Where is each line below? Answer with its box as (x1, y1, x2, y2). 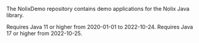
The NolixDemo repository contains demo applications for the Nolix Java (6, 5, 190, 12)
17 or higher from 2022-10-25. (6, 30, 83, 37)
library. (6, 12, 24, 19)
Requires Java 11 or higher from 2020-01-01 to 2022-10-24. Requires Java (6, 24, 193, 30)
